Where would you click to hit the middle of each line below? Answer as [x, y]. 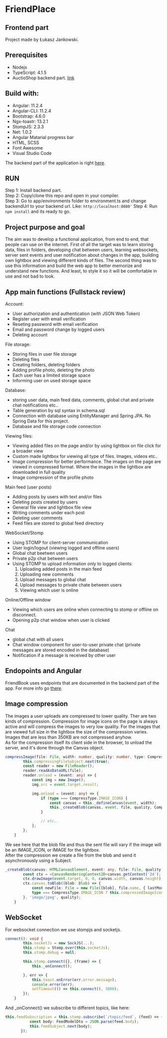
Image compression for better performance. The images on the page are [87, 461]
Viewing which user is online [49, 590]
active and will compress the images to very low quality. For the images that [83, 727]
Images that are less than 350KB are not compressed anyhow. [69, 737]
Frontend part [27, 28]
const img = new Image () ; [58, 780]
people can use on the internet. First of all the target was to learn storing [79, 245]
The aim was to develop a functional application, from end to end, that [77, 239]
